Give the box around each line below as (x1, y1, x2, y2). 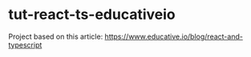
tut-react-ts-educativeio (8, 6, 176, 24)
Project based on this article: (8, 32, 103, 41)
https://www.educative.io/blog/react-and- (104, 32, 243, 41)
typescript (8, 40, 43, 49)
